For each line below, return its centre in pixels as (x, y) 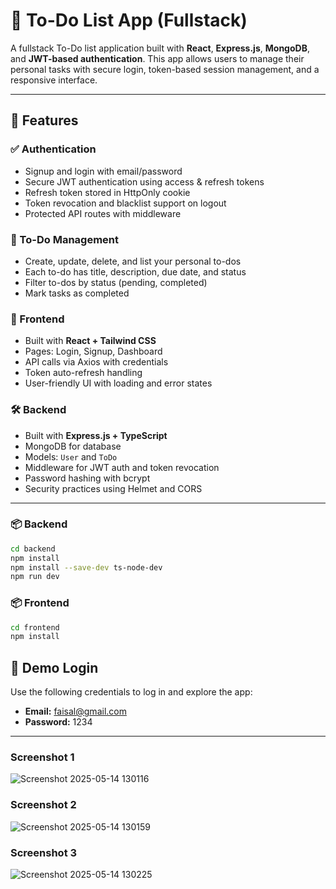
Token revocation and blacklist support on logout (125, 203)
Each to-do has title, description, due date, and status (135, 271)
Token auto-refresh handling (83, 373)
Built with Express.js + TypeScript (96, 435)
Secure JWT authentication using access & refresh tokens (144, 181)
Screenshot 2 (43, 805)
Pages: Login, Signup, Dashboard (93, 351)
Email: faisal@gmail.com (75, 711)
